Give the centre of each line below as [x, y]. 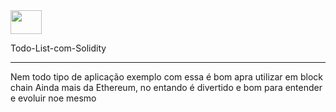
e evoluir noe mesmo [53, 98]
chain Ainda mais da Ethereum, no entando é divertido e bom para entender [166, 87]
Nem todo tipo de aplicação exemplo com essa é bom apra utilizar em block [166, 77]
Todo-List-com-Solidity [58, 48]
